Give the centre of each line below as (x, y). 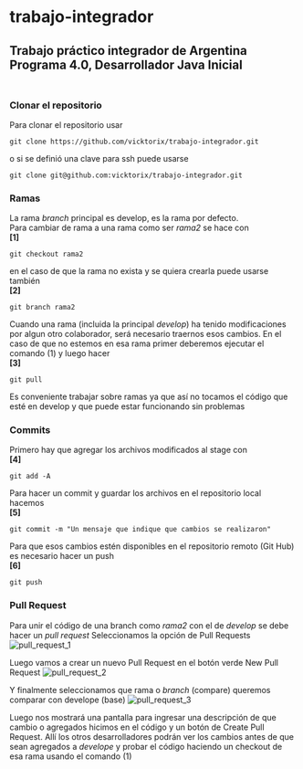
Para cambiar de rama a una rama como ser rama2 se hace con (129, 228)
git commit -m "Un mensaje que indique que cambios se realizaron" (141, 530)
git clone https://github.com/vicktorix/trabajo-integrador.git (134, 142)
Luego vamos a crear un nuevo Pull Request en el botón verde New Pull (144, 662)
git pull (26, 380)
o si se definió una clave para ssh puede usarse (99, 158)
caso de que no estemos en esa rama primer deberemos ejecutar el (137, 343)
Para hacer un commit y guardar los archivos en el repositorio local (136, 493)
